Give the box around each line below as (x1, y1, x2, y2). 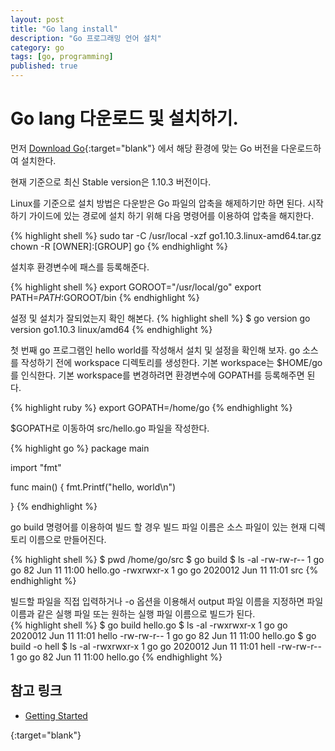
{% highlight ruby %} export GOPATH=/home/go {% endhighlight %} (10, 401, 293, 413)
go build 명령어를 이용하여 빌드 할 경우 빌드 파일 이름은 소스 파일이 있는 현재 (10, 521, 307, 533)
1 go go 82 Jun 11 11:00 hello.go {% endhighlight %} (10, 651, 223, 663)
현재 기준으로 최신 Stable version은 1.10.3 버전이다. (10, 176, 212, 188)
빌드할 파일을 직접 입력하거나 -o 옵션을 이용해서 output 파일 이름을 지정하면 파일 (10, 595, 324, 607)
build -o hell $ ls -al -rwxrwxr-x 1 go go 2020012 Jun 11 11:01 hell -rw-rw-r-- (10, 640, 322, 652)
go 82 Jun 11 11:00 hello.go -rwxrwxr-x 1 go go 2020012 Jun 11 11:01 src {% (10, 564, 319, 576)
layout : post (10, 14, 65, 25)
